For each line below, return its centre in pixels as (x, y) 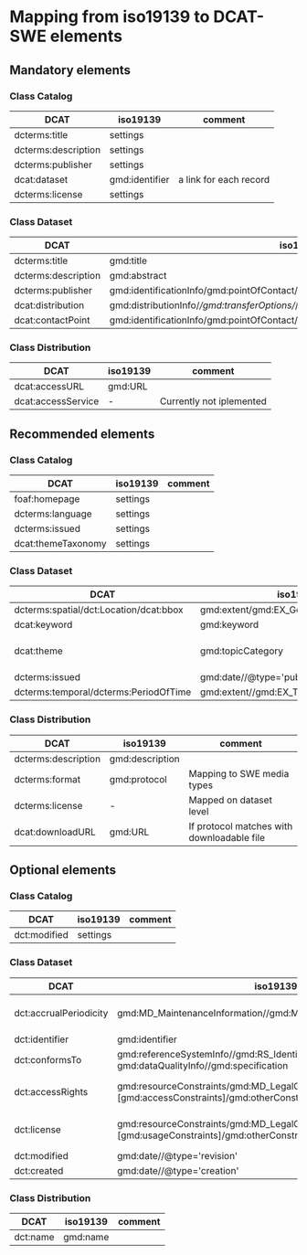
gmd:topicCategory (241, 651)
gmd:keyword (229, 625)
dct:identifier (42, 1039)
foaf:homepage (47, 499)
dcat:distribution (49, 305)
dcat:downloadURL (55, 832)
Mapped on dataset (230, 800)
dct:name (34, 1238)
